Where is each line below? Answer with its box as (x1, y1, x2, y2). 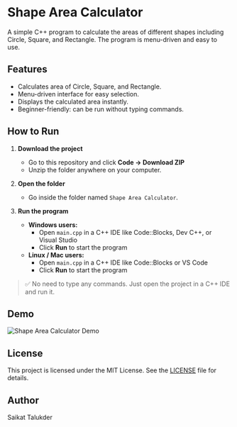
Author (7, 394, 39, 406)
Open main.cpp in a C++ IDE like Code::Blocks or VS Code (38, 258, 208, 267)
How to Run (7, 126, 60, 138)
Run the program (17, 206, 69, 215)
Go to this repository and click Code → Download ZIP (28, 157, 185, 167)
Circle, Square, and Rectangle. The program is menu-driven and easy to (7, 35, 218, 43)
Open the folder (17, 179, 65, 188)
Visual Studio (38, 235, 78, 244)
